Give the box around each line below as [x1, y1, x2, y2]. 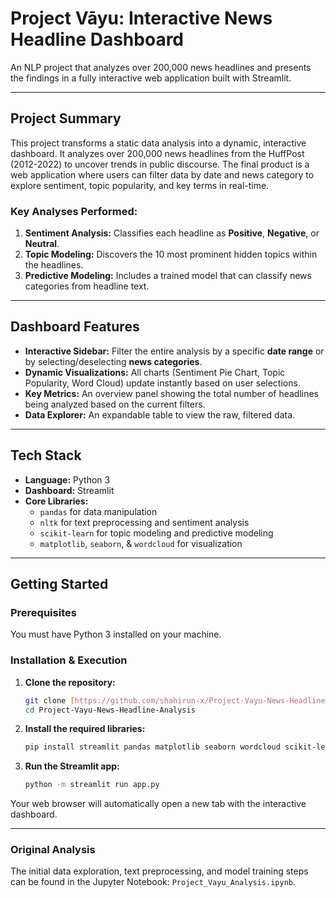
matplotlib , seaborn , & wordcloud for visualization [39, 537, 243, 549]
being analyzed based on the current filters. [24, 398, 206, 410]
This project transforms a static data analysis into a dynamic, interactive [10, 137, 307, 149]
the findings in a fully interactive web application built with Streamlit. [10, 72, 292, 84]
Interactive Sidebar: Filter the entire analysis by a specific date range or [24, 345, 325, 357]
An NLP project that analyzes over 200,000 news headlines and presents [10, 61, 312, 73]
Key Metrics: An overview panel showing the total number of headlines [24, 387, 320, 399]
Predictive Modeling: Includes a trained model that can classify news [24, 270, 312, 282]
